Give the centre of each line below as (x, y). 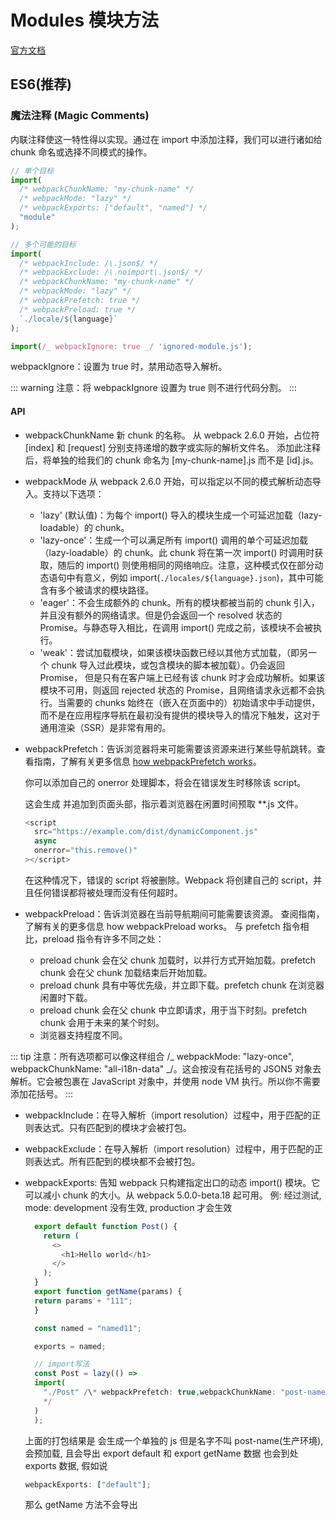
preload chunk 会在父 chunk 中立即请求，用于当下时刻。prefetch (173, 1010)
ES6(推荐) (41, 84)
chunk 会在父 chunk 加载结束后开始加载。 (126, 972)
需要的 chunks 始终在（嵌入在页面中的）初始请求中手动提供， (193, 702)
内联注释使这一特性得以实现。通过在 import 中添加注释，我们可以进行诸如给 (166, 139)
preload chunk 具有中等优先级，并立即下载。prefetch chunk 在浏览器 (182, 985)
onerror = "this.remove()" (86, 851)
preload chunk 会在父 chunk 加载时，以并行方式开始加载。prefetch (177, 960)
